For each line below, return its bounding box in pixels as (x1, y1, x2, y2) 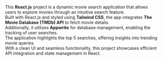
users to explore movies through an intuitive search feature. (5, 9, 125, 15)
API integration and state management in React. (5, 50, 101, 56)
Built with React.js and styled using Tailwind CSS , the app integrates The (5, 15, 152, 20)
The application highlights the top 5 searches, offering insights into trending (5, 35, 158, 41)
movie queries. (5, 40, 35, 46)
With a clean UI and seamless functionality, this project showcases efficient (5, 46, 157, 51)
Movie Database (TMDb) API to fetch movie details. (5, 19, 110, 25)
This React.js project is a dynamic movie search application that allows (5, 4, 148, 10)
